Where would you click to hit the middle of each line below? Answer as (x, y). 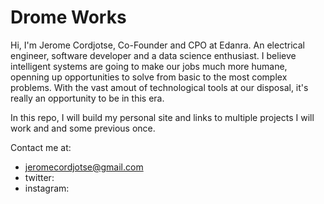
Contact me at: (41, 147)
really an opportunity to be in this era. (87, 98)
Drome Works (68, 17)
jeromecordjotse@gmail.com (84, 167)
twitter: (39, 177)
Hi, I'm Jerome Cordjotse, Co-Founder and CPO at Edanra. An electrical (157, 45)
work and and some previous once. (83, 128)
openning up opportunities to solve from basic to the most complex (149, 77)
